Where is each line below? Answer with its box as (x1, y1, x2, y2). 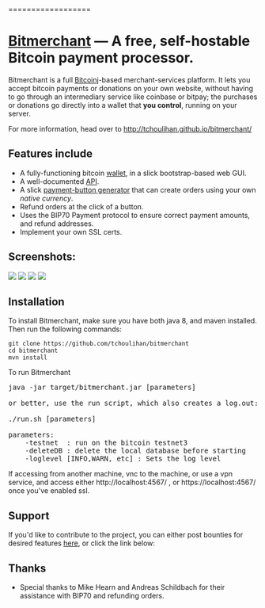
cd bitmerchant (8, 346, 59, 355)
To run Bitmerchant (8, 368, 71, 377)
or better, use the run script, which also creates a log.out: (8, 399, 259, 408)
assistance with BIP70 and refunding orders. (19, 591, 165, 600)
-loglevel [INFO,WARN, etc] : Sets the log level (25, 454, 221, 464)
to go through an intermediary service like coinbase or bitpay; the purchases (8, 92, 258, 101)
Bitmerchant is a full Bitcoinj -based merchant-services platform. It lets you (8, 75, 251, 84)
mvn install (8, 354, 47, 361)
